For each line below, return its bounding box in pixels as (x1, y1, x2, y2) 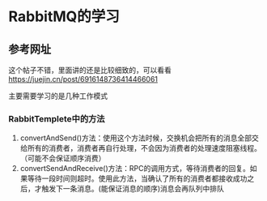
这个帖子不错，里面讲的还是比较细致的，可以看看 (8, 66, 172, 75)
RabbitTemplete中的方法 (8, 113, 105, 124)
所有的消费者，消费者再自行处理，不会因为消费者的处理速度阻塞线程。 (27, 143, 261, 153)
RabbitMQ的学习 (8, 7, 120, 26)
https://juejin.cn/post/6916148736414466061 (8, 75, 159, 83)
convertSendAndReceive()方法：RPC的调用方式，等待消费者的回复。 (19, 164, 251, 173)
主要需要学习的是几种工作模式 (8, 91, 108, 100)
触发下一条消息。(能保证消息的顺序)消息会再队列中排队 (41, 184, 225, 194)
